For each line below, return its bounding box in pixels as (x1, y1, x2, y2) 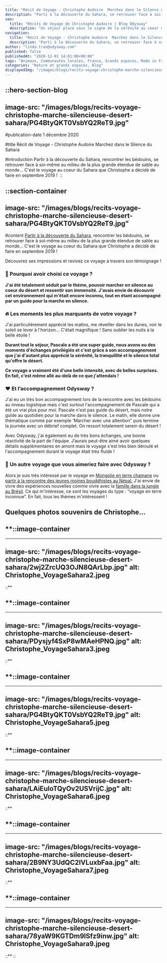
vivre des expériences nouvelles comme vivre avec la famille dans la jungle (5, 483, 159, 489)
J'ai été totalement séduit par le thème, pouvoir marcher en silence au (5, 282, 153, 288)
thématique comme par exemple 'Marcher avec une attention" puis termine (5, 417, 159, 424)
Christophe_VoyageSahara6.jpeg (5, 792, 110, 801)
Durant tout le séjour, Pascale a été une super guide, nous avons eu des (5, 342, 156, 348)
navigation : (5, 30, 30, 35)
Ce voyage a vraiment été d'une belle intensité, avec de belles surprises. (5, 368, 158, 373)
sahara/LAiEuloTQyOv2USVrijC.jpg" (5, 784, 120, 793)
